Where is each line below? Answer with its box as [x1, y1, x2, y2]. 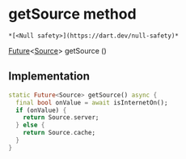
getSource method [8, 5, 137, 24]
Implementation [8, 70, 91, 84]
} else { [15, 121, 45, 130]
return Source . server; [23, 114, 99, 122]
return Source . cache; [23, 129, 95, 137]
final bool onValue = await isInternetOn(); [15, 98, 168, 106]
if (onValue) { [15, 106, 67, 114]
